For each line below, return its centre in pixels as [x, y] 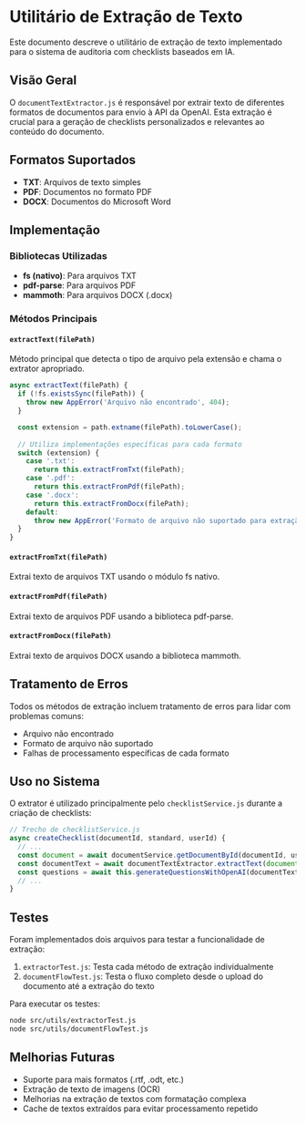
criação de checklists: [51, 813]
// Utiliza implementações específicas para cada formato [130, 444]
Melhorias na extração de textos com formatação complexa [134, 1098]
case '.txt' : [51, 461]
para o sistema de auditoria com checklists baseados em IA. [122, 51]
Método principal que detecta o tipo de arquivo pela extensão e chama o [146, 359]
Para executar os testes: [55, 1004]
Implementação [55, 230]
